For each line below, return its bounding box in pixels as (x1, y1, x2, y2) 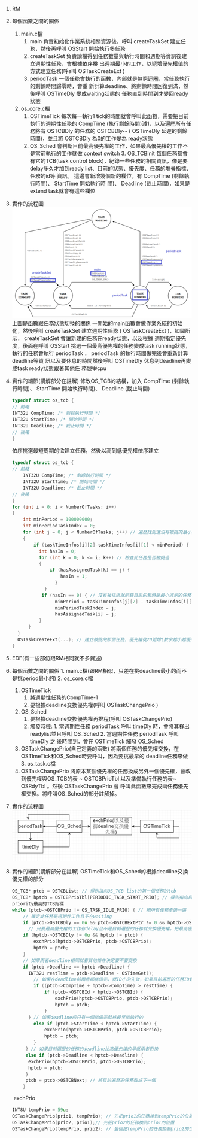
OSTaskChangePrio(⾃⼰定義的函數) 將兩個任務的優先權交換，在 (20, 745, 179, 752)
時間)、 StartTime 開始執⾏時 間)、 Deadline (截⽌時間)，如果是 (35, 180, 190, 187)
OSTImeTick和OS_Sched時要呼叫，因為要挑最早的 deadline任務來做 (20, 752, 188, 760)
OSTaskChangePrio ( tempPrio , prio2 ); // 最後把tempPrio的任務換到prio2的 (11, 1125, 189, 1132)
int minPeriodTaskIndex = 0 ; (23, 523, 96, 529)
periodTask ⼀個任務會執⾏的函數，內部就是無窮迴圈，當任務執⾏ (29, 75, 190, 82)
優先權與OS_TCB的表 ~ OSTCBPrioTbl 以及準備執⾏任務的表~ (26, 775, 176, 782)
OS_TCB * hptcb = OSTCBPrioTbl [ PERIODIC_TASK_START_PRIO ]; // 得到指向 (11, 894, 188, 900)
